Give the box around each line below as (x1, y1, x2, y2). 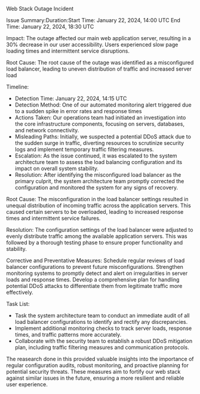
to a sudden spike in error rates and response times (14, 108, 142, 114)
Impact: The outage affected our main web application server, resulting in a (6, 35, 191, 41)
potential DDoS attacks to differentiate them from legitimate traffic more (6, 283, 183, 289)
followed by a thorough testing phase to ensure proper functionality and (6, 239, 183, 246)
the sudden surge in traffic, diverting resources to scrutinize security (14, 140, 184, 146)
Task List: (6, 301, 30, 307)
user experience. (6, 381, 48, 388)
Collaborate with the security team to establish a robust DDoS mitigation (14, 338, 193, 344)
